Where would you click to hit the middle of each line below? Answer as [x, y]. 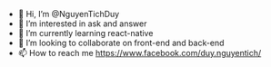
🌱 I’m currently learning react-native [85, 33]
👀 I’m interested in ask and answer [82, 24]
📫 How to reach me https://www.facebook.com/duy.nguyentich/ [140, 53]
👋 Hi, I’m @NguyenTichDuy [69, 14]
